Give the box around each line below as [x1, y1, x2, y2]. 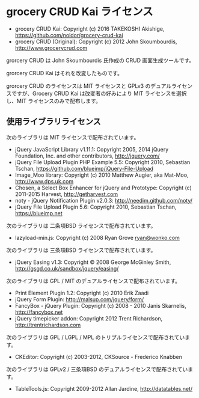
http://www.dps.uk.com [14, 177, 74, 185]
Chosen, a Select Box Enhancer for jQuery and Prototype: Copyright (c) [14, 184, 192, 191]
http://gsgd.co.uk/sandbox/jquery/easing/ [14, 265, 119, 272]
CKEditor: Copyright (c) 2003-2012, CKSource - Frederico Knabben [14, 353, 182, 360]
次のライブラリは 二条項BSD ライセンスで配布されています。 [6, 222, 156, 229]
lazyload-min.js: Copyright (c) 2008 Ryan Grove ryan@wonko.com [14, 234, 180, 241]
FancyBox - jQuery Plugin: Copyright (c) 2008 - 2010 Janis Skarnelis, [14, 302, 186, 309]
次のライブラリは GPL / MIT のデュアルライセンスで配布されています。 [6, 277, 181, 284]
